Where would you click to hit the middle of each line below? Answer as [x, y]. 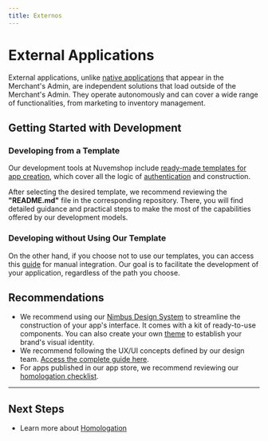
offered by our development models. [68, 217]
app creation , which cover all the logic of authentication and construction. [130, 177]
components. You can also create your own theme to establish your [130, 334]
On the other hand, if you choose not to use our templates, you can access [131, 256]
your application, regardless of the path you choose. [95, 272]
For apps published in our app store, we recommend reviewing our [129, 367]
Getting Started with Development [95, 127]
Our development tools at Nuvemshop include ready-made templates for [128, 168]
